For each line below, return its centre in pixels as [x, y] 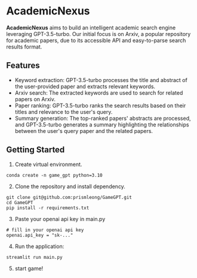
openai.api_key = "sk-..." [40, 235]
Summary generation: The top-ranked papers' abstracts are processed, [103, 118]
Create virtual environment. [48, 164]
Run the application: [39, 246]
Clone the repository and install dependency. [70, 186]
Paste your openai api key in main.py [60, 219]
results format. [24, 47]
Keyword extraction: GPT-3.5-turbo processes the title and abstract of [101, 80]
